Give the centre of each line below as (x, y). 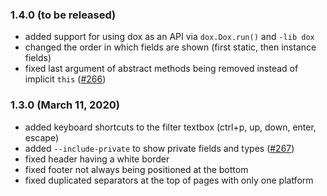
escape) (42, 137)
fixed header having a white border (97, 159)
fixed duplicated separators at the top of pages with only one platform (169, 180)
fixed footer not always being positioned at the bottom (136, 169)
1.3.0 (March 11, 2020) (65, 105)
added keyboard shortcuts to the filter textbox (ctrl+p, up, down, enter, (170, 127)
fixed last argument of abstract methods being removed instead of (161, 69)
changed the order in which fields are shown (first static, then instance (170, 47)
